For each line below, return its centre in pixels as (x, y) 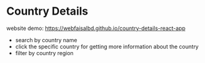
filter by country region (44, 53)
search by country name (46, 40)
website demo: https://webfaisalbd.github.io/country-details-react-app (96, 28)
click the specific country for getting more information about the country (107, 46)
